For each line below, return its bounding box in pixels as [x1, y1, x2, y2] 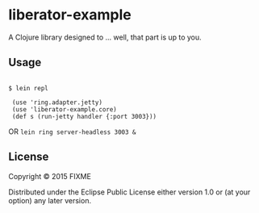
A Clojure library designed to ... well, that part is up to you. [8, 32, 202, 42]
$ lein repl [8, 84, 48, 92]
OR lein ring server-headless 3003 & [8, 127, 136, 136]
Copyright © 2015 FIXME [8, 171, 91, 181]
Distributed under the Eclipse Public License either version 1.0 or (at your [8, 187, 251, 197]
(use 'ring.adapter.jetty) [11, 98, 103, 106]
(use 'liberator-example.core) [11, 105, 117, 114]
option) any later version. [8, 195, 91, 205]
